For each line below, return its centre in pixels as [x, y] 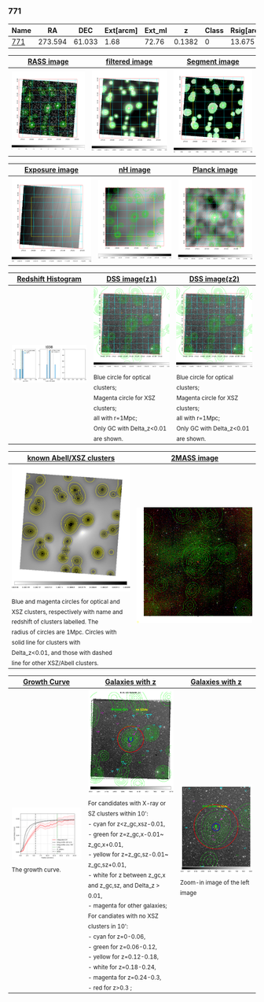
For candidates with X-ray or [127, 804]
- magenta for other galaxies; [127, 906]
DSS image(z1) [132, 279]
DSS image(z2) [214, 279]
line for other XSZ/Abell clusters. [55, 663]
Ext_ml [156, 30]
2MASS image [194, 457]
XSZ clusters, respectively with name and [67, 612]
